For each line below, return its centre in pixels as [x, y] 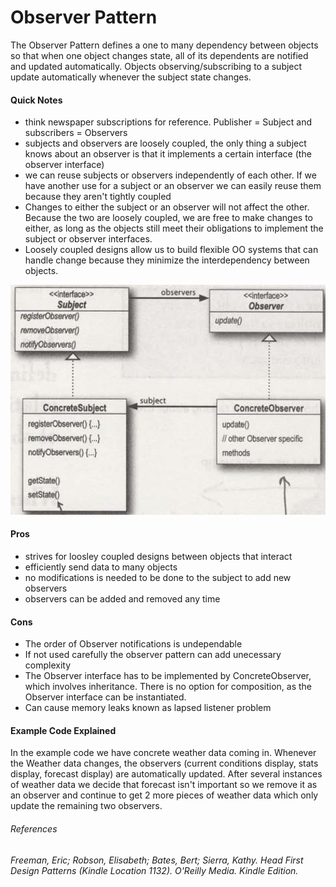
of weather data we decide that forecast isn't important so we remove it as [164, 785]
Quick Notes [36, 100]
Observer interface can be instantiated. [105, 697]
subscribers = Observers [76, 133]
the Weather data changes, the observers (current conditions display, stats [164, 763]
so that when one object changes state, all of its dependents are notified [159, 55]
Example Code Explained [63, 730]
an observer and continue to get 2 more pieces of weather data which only [164, 795]
